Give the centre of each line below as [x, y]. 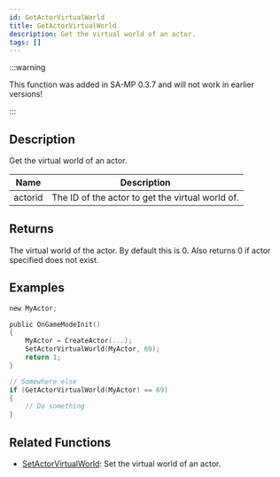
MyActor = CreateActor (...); [79, 341]
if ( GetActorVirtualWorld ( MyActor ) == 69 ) [89, 390]
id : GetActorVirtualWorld [57, 17]
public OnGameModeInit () [55, 324]
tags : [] [25, 42]
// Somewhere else [43, 382]
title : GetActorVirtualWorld [63, 26]
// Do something [55, 406]
